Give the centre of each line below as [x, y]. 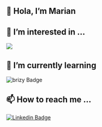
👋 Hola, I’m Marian [41, 11]
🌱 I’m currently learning [51, 65]
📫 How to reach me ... [49, 100]
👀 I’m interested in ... [46, 32]
